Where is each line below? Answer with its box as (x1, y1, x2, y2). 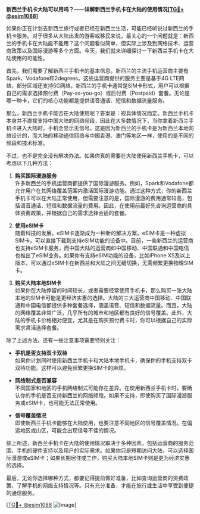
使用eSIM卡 (14, 222, 44, 229)
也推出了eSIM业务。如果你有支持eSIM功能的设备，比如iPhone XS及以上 (14, 252, 190, 258)
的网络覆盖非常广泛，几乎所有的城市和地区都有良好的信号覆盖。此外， (14, 309, 187, 316)
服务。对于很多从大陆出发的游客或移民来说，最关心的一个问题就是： (16, 32, 183, 39)
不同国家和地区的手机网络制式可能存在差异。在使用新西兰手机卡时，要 (14, 384, 187, 391)
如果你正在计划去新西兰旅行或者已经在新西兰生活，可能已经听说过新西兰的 (6, 25, 189, 32)
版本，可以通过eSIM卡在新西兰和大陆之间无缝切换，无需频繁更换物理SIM (14, 259, 193, 266)
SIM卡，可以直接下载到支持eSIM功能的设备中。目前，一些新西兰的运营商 (14, 237, 193, 244)
